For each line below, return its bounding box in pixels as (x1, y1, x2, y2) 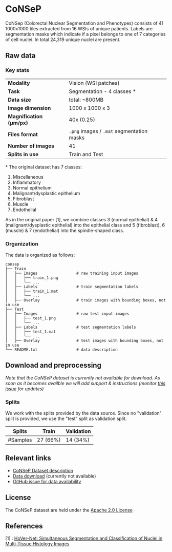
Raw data (5, 51, 36, 60)
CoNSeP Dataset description (12, 467, 73, 473)
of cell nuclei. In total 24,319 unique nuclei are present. (5, 36, 121, 43)
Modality (8, 79, 30, 86)
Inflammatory (12, 179, 41, 185)
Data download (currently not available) (12, 473, 96, 479)
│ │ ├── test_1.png (5, 315, 56, 321)
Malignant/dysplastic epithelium (12, 190, 80, 196)
